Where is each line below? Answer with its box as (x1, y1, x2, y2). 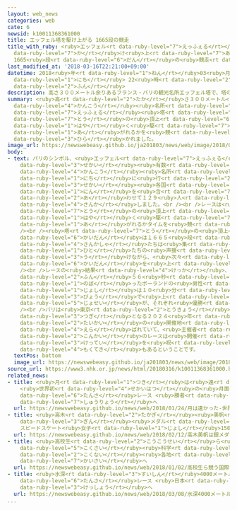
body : (7, 149, 23, 156)
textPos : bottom (13, 352, 61, 359)
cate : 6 (7, 23, 30, 30)
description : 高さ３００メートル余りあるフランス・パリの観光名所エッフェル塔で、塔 (7, 89, 227, 96)
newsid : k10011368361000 (7, 30, 80, 37)
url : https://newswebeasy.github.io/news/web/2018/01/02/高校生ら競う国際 (13, 464, 230, 471)
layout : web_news (7, 10, 59, 18)
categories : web (7, 17, 55, 24)
